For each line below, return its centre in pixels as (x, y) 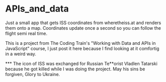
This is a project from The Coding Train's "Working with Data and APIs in (80, 43)
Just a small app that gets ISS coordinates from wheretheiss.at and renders (83, 23)
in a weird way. (21, 54)
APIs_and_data (37, 9)
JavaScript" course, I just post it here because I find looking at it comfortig (82, 48)
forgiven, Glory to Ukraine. (33, 74)
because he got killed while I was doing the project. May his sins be (75, 69)
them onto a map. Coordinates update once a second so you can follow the (83, 28)
